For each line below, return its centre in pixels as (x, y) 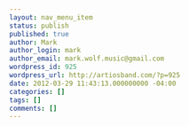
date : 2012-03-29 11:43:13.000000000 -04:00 (93, 83)
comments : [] (33, 108)
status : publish (39, 26)
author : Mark (33, 42)
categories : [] (37, 91)
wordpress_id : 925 (43, 67)
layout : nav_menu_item (51, 17)
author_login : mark (45, 51)
